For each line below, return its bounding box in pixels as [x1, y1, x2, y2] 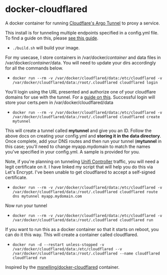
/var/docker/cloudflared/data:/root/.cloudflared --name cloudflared [12, 251, 161, 256]
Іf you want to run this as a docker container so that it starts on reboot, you [5, 226, 159, 232]
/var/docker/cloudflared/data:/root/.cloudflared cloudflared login [12, 80, 158, 85]
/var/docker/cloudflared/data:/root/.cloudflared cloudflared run [12, 217, 154, 222]
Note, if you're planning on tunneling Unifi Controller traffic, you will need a [5, 158, 160, 164]
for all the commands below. [5, 65, 63, 71]
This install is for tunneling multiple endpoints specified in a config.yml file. [5, 29, 159, 35]
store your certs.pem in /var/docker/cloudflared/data [5, 99, 114, 105]
